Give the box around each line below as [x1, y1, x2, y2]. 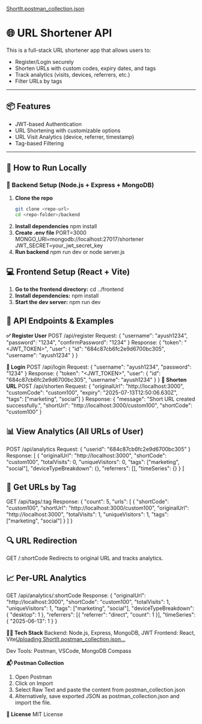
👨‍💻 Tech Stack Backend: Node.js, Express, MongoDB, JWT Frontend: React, [6, 629, 195, 637]
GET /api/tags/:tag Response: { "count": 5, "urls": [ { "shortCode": [6, 498, 170, 506]
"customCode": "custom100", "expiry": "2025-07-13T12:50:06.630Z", [6, 389, 178, 396]
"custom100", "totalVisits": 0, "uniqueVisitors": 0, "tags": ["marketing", [6, 458, 180, 465]
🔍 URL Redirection [6, 535, 78, 545]
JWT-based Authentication [14, 120, 82, 127]
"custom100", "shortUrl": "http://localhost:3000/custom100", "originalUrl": [6, 504, 189, 512]
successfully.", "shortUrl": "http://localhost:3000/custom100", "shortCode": [6, 401, 192, 409]
